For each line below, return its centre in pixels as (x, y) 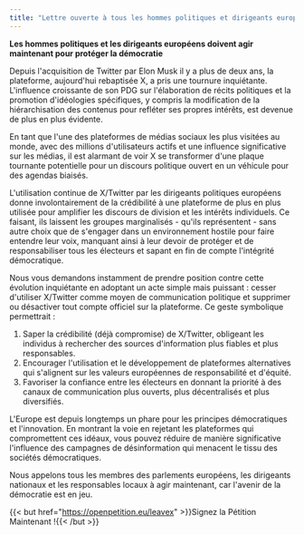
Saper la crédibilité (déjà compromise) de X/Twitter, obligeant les (143, 334)
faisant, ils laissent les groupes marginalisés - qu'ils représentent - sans (143, 221)
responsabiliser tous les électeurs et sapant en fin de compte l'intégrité (142, 250)
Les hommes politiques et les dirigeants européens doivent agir (132, 44)
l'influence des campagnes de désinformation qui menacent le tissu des (143, 447)
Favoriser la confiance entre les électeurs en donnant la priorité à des (152, 382)
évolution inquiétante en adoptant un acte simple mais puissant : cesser (143, 287)
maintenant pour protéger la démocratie (86, 53)
